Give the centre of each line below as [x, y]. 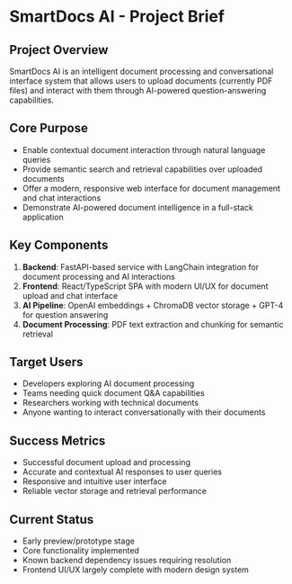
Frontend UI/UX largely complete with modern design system [136, 570]
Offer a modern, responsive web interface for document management [151, 188]
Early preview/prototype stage [78, 541]
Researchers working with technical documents [111, 403]
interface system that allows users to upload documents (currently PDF [141, 81]
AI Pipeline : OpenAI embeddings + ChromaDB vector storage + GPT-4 [153, 305]
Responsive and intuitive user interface [94, 481]
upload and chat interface [70, 295]
